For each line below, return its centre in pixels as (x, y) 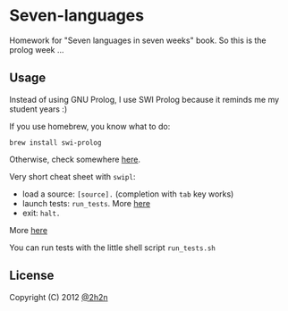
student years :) (38, 109)
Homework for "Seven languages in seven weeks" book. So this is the (138, 40)
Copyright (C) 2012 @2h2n (59, 297)
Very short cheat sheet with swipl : (72, 176)
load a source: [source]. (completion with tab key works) (128, 194)
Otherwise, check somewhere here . (75, 159)
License (32, 276)
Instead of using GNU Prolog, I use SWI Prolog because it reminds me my (144, 99)
